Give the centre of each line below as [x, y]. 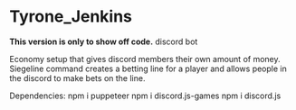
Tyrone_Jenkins [71, 17]
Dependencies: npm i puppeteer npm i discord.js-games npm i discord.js [145, 96]
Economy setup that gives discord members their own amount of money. [145, 59]
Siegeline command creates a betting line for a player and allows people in [148, 69]
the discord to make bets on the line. [77, 78]
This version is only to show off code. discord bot [104, 41]
